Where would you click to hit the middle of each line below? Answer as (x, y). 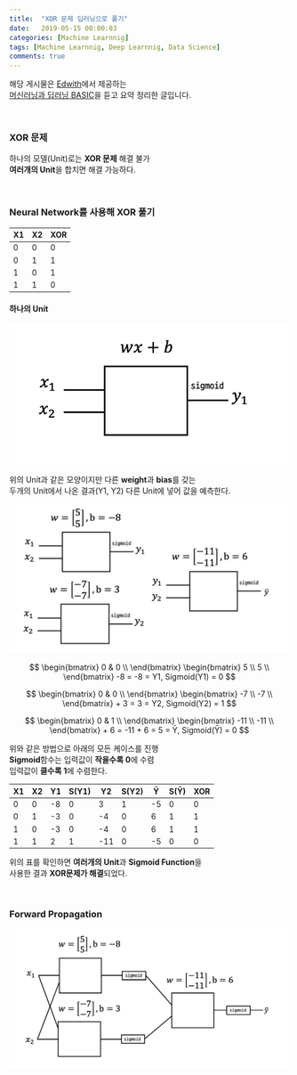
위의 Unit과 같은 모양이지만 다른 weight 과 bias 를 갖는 (103, 479)
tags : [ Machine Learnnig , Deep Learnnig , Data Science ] (115, 47)
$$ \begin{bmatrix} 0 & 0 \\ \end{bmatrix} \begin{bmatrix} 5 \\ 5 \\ (149, 667)
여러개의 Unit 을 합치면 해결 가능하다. (72, 170)
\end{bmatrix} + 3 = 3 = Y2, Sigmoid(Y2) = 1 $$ (149, 704)
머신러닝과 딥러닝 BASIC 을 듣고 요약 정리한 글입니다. (100, 95)
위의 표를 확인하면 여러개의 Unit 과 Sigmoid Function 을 (106, 862)
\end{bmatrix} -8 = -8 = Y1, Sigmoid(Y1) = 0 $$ (149, 677)
